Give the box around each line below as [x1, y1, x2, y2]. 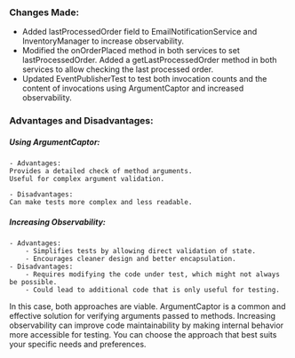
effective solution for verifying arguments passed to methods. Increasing [9, 311, 276, 322]
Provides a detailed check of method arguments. [9, 167, 193, 176]
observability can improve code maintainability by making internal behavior [9, 320, 284, 330]
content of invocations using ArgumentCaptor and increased [21, 83, 244, 94]
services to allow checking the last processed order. [21, 64, 214, 75]
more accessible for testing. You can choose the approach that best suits [9, 330, 277, 340]
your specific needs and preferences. [9, 339, 147, 350]
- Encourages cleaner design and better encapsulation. [25, 255, 237, 264]
